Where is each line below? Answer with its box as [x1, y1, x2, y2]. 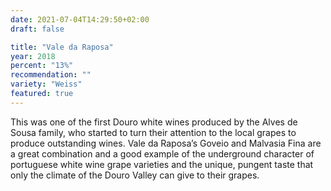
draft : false [10, 24, 65, 34]
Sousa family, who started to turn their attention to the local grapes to [10, 126, 297, 138]
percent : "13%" [10, 61, 74, 71]
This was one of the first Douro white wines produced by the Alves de [10, 116, 298, 128]
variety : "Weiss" [10, 79, 83, 90]
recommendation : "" [10, 70, 92, 80]
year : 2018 [10, 51, 56, 61]
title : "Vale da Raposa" [10, 42, 114, 52]
